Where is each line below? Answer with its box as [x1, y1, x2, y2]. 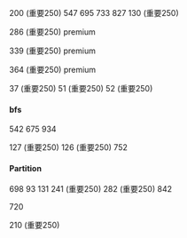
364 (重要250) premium [9, 65, 97, 75]
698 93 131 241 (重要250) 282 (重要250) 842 [9, 184, 173, 194]
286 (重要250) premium [9, 27, 96, 37]
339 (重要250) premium [9, 45, 96, 56]
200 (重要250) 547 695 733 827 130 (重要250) [9, 8, 179, 18]
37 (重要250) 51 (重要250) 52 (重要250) [9, 83, 153, 93]
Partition [9, 163, 43, 173]
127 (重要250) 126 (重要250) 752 [9, 142, 129, 153]
